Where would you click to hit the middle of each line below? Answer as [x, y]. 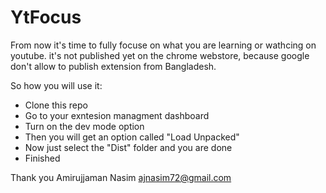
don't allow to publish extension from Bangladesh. [113, 66]
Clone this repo [56, 105]
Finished [42, 158]
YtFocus [46, 17]
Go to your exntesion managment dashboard [117, 115]
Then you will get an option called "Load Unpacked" [132, 137]
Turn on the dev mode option [84, 126]
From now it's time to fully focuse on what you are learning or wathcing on [163, 45]
